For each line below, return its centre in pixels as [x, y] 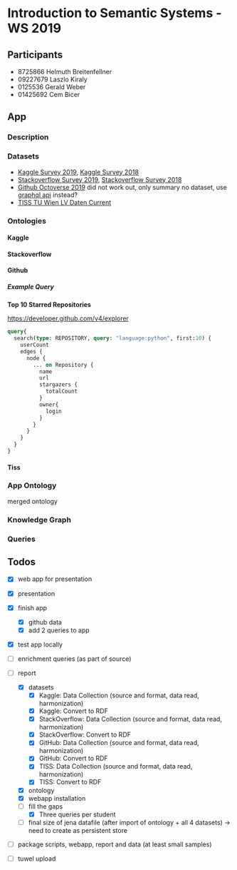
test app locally [40, 644]
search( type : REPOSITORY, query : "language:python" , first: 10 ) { [113, 338]
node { [36, 358]
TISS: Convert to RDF [70, 782]
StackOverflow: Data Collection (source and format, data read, [131, 719]
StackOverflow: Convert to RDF [85, 735]
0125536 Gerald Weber [52, 87]
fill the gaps [46, 806]
